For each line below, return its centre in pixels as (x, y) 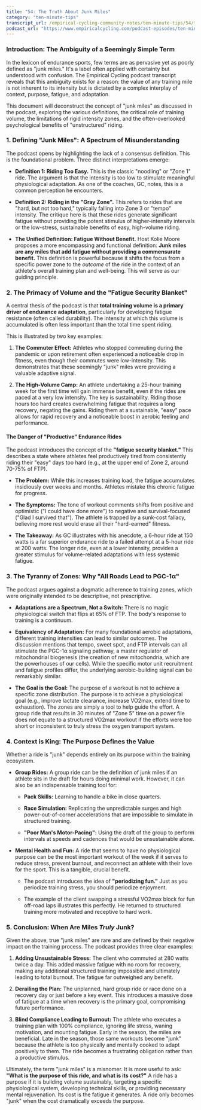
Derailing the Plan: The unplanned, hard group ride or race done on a (100, 989)
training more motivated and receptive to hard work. (88, 911)
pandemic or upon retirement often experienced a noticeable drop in (99, 354)
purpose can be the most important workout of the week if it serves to (101, 856)
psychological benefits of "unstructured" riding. (65, 125)
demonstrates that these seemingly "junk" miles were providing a (95, 367)
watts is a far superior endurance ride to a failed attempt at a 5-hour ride (104, 542)
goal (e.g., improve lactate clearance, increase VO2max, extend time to (102, 700)
